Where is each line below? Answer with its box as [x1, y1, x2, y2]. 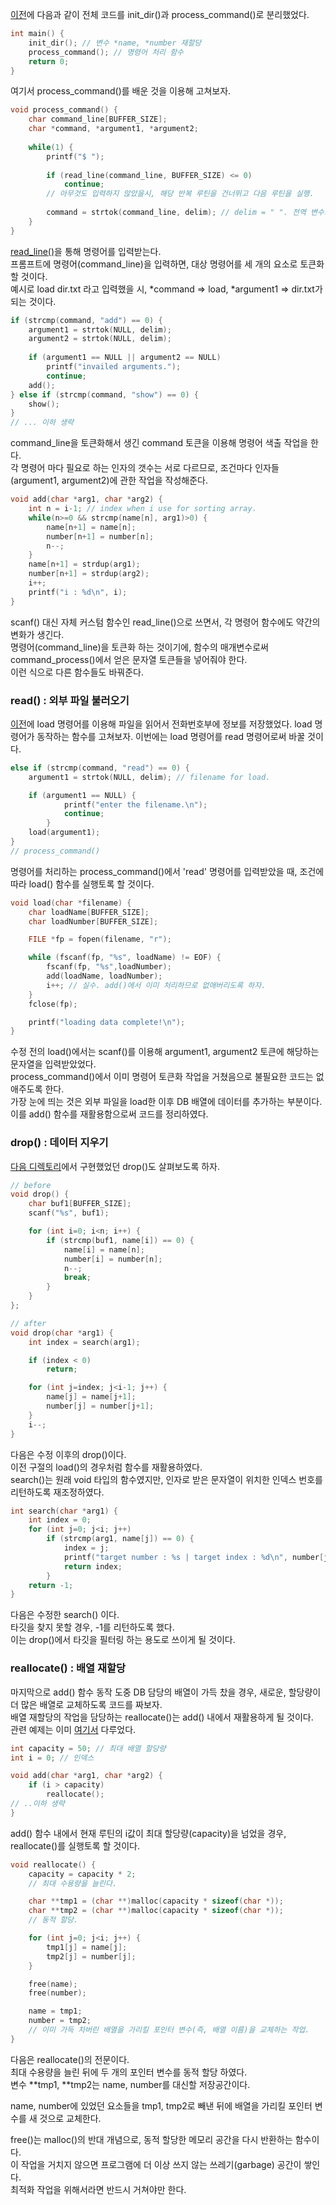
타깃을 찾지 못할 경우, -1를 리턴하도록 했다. [10, 1621, 175, 1633]
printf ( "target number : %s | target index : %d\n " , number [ [63, 1552, 325, 1562]
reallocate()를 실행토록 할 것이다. [10, 1839, 140, 1852]
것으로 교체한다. [39, 2112, 102, 2124]
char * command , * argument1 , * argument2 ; [28, 124, 199, 134]
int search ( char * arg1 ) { [10, 1506, 118, 1516]
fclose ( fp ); [28, 999, 78, 1009]
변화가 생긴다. [10, 628, 65, 640]
